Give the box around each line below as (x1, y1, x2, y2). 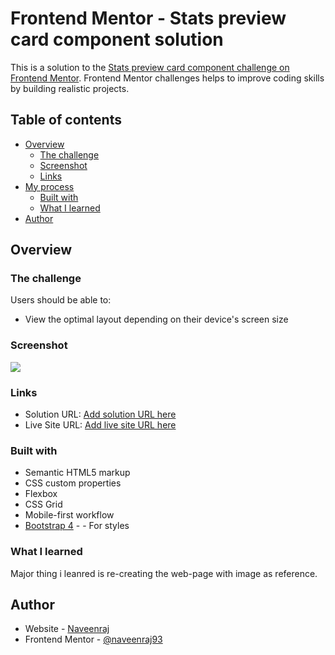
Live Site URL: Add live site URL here (24, 419, 177, 431)
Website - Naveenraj (24, 623, 110, 635)
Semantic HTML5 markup (24, 467, 131, 479)
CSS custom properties (24, 477, 122, 489)
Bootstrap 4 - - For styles (24, 520, 130, 532)
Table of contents (10, 112, 122, 129)
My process (24, 180, 75, 192)
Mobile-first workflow (24, 509, 115, 521)
